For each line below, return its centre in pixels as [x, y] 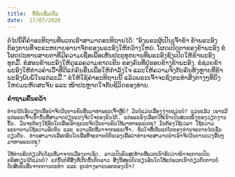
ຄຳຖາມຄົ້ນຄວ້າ [27, 98]
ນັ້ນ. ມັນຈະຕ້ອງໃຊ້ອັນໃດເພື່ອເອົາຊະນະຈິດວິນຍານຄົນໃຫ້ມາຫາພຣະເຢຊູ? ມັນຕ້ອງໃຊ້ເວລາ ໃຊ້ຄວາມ [111, 123]
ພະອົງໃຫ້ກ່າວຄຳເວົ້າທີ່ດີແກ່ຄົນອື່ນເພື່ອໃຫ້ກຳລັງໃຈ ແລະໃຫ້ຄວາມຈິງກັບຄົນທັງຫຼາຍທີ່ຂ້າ [115, 70]
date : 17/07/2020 [34, 20]
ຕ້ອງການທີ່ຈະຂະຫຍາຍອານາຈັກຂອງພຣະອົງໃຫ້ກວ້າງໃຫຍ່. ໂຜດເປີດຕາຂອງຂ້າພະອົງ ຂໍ [116, 48]
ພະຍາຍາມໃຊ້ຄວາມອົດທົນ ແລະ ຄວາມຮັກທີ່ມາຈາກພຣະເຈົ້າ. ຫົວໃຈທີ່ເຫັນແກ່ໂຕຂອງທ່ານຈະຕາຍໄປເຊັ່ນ [115, 129]
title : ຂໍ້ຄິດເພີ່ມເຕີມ [33, 14]
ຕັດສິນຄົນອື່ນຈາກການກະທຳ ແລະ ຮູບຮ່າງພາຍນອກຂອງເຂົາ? [71, 166]
